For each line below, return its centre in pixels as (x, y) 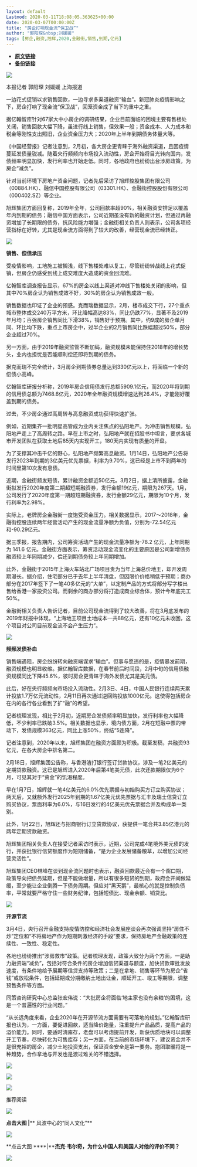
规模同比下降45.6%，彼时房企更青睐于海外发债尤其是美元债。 (86, 676)
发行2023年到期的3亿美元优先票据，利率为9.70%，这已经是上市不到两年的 (96, 460)
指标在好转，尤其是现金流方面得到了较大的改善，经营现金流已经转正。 (96, 230)
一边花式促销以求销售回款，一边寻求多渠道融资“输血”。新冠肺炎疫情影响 (93, 99)
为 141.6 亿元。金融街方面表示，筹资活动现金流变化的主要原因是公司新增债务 (98, 549)
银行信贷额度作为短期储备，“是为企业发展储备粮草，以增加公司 (107, 851)
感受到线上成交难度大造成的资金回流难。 (86, 273)
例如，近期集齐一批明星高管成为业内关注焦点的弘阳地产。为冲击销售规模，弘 (98, 426)
